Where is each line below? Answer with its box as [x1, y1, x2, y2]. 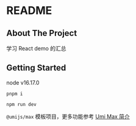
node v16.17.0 [6, 79, 40, 86]
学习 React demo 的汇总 [6, 45, 66, 52]
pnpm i [6, 91, 23, 97]
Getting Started [6, 63, 66, 73]
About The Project [6, 28, 77, 38]
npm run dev [6, 101, 37, 107]
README [6, 4, 52, 18]
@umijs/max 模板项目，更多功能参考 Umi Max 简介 [6, 113, 130, 120]
